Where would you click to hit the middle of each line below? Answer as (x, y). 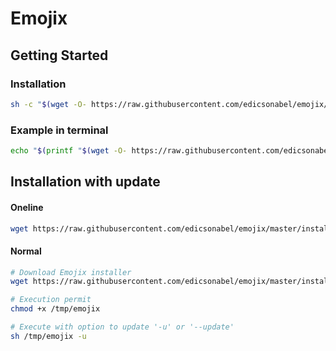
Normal (26, 251)
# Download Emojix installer (71, 272)
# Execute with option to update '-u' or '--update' (122, 327)
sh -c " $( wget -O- (48, 104)
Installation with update (85, 182)
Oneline (27, 207)
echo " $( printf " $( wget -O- (69, 151)
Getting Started (59, 55)
